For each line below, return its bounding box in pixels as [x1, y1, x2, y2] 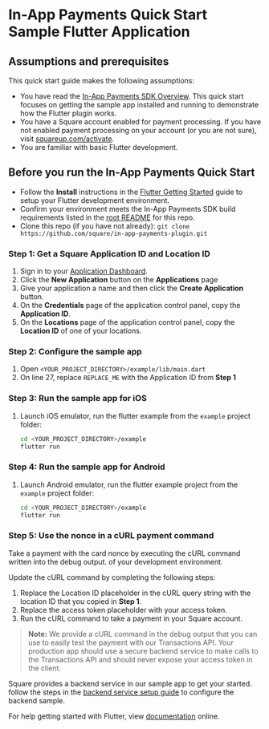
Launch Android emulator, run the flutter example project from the [19, 480, 238, 489]
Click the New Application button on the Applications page [19, 275, 218, 285]
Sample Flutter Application [8, 22, 190, 41]
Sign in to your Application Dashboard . [19, 266, 149, 276]
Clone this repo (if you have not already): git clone [19, 221, 190, 230]
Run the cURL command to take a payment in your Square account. [19, 614, 243, 623]
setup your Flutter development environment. [19, 195, 170, 205]
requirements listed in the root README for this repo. [19, 213, 195, 222]
